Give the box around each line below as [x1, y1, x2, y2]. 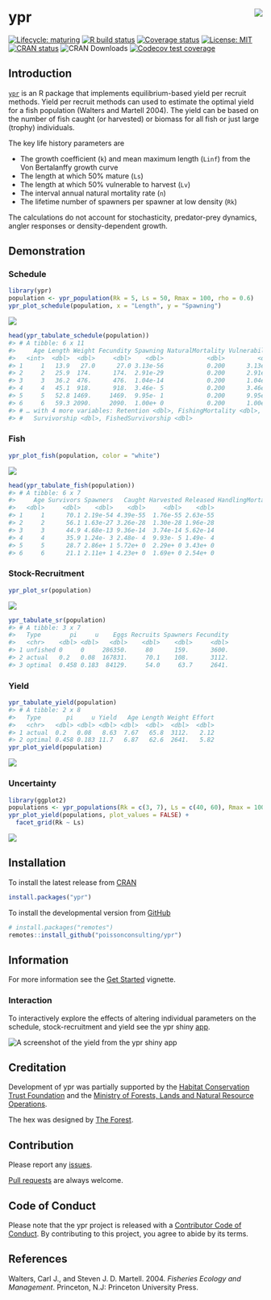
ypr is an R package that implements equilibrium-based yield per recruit [8, 88, 247, 98]
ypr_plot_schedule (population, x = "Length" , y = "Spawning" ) [8, 302, 222, 310]
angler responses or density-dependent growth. [8, 220, 168, 230]
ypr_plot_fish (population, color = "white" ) [8, 451, 161, 459]
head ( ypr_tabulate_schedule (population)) [8, 332, 150, 340]
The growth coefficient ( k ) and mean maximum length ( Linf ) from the [19, 153, 251, 163]
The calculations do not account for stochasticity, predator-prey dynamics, [8, 212, 257, 222]
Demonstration [8, 245, 86, 258]
